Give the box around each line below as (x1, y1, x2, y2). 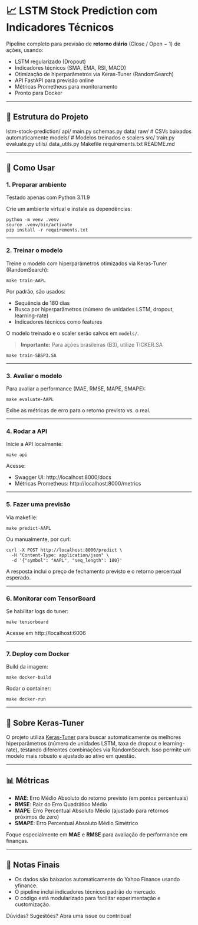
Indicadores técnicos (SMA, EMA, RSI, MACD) (14, 64, 127, 71)
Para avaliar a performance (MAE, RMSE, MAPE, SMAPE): (6, 385, 146, 392)
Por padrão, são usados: (6, 288, 66, 295)
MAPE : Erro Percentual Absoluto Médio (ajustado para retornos (14, 807, 169, 814)
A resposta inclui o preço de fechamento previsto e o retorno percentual (6, 568, 181, 575)
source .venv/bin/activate (6, 222, 72, 228)
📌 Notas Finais (6, 860, 60, 870)
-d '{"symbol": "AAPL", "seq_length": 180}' (11, 557, 123, 564)
